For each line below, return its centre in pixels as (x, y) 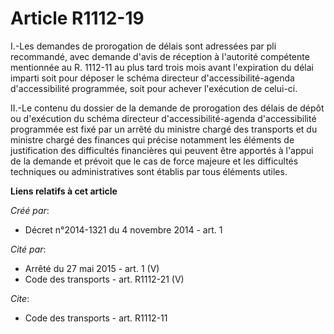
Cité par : (28, 249)
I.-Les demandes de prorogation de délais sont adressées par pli (143, 46)
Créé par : (30, 210)
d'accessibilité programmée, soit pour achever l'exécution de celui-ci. (154, 88)
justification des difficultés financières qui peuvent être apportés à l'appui (162, 150)
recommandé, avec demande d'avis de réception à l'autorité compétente (160, 56)
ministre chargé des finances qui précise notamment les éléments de (152, 139)
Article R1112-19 (77, 18)
